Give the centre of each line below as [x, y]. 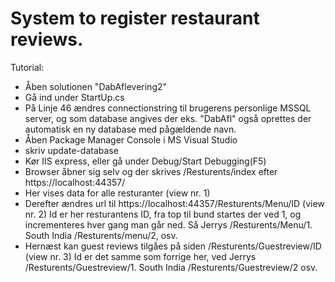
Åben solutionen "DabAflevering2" [96, 86]
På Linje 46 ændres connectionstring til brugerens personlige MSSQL [168, 108]
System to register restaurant [135, 18]
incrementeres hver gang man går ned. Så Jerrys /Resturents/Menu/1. [168, 224]
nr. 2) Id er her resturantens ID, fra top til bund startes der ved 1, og [163, 214]
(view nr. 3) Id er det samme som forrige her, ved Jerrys [140, 256]
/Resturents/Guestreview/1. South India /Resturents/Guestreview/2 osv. [171, 267]
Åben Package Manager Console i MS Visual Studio [131, 139]
